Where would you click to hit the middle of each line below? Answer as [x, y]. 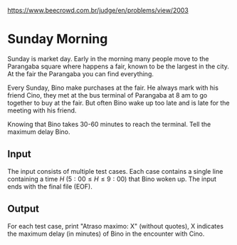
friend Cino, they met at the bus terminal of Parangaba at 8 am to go [107, 95]
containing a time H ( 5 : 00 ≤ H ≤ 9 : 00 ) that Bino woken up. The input [112, 179]
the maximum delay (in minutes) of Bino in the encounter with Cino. [106, 234]
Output [23, 209]
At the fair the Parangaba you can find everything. [81, 73]
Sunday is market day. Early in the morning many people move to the [108, 58]
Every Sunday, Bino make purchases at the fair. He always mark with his [113, 88]
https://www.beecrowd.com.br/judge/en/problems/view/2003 [98, 10]
